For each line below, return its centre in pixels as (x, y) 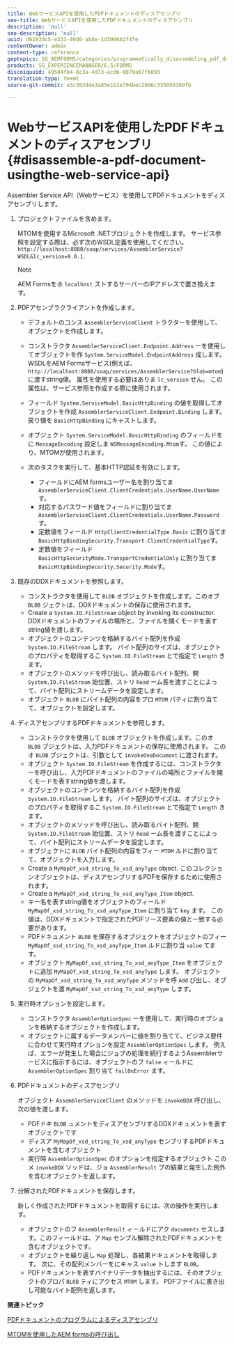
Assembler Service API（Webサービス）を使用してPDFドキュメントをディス (116, 195)
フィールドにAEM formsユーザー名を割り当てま (106, 482)
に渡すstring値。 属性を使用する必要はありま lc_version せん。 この (125, 380)
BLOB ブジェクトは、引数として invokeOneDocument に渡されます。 (128, 755)
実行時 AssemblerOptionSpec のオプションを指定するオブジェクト (120, 1159)
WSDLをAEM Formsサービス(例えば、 (82, 364)
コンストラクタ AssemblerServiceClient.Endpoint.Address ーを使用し (127, 346)
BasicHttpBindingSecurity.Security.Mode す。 (103, 567)
